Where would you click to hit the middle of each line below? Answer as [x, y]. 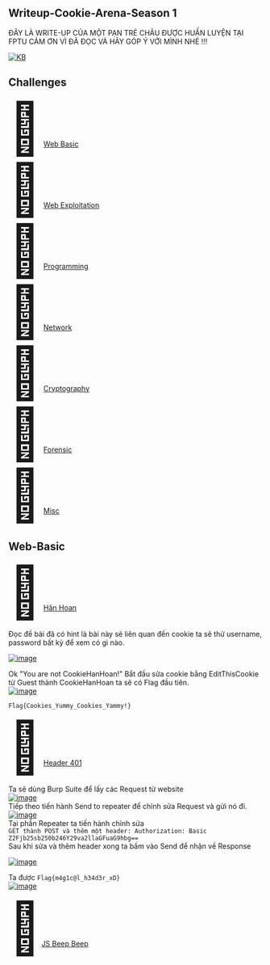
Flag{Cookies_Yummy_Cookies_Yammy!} [70, 706]
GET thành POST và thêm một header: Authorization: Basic [108, 832]
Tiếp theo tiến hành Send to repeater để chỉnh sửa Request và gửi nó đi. [128, 807]
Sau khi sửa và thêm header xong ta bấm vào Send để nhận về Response [130, 846]
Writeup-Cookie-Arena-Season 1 [93, 13]
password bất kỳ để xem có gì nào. [66, 643]
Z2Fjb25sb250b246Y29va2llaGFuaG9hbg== [73, 839]
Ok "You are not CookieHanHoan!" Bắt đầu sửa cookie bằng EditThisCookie [134, 674]
